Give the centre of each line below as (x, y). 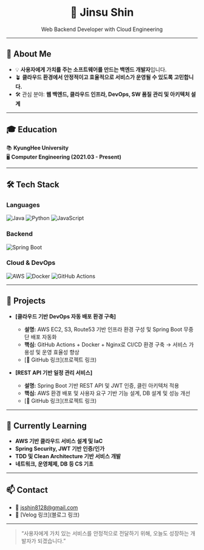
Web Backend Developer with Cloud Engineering (102, 29)
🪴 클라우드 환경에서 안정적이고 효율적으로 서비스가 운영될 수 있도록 (94, 77)
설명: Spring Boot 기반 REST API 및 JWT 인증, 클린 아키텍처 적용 (102, 385)
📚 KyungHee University (37, 148)
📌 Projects (26, 301)
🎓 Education (32, 130)
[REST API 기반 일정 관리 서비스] (54, 373)
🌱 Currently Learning (46, 426)
